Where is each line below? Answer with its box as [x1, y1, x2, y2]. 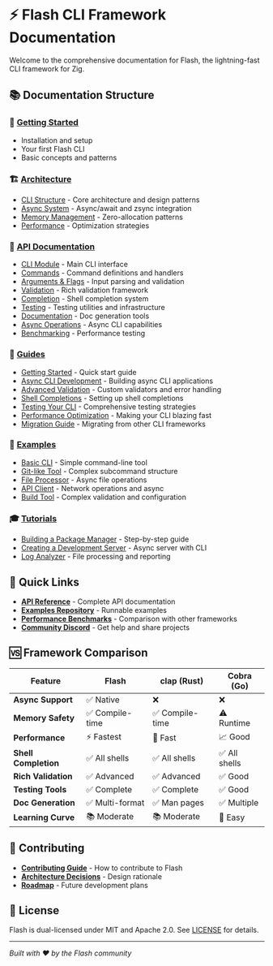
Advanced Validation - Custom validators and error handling [20, 384, 222, 394]
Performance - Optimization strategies [20, 220, 150, 231]
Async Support [13, 694, 74, 705]
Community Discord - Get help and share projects [20, 622, 190, 632]
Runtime [219, 717, 250, 728]
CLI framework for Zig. [9, 63, 85, 73]
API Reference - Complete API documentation [20, 597, 176, 606]
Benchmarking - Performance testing [20, 329, 146, 339]
